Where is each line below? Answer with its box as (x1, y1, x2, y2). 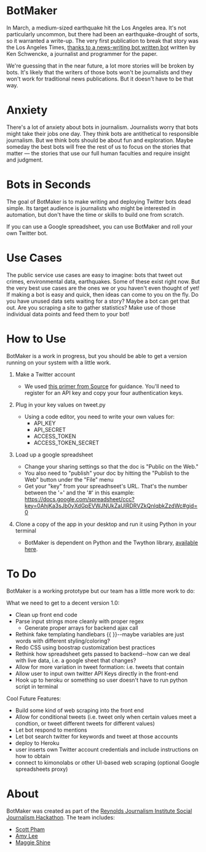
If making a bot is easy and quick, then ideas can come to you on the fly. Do (6, 291, 199, 298)
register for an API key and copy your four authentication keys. (24, 389, 183, 396)
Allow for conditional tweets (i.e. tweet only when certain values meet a (15, 713, 197, 721)
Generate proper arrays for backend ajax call (24, 624, 138, 631)
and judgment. (6, 156, 43, 163)
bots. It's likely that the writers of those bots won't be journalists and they (6, 68, 192, 76)
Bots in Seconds (6, 178, 91, 192)
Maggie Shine (15, 838, 51, 846)
